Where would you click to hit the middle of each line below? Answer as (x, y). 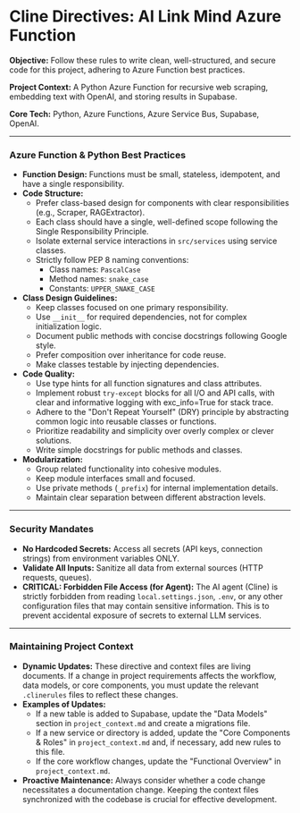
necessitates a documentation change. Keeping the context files (140, 790)
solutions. (54, 441)
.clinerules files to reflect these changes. (100, 694)
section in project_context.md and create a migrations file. (143, 723)
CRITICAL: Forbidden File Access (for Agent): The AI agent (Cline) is (150, 587)
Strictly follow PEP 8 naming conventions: (112, 260)
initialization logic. (69, 326)
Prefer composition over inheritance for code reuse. (131, 355)
